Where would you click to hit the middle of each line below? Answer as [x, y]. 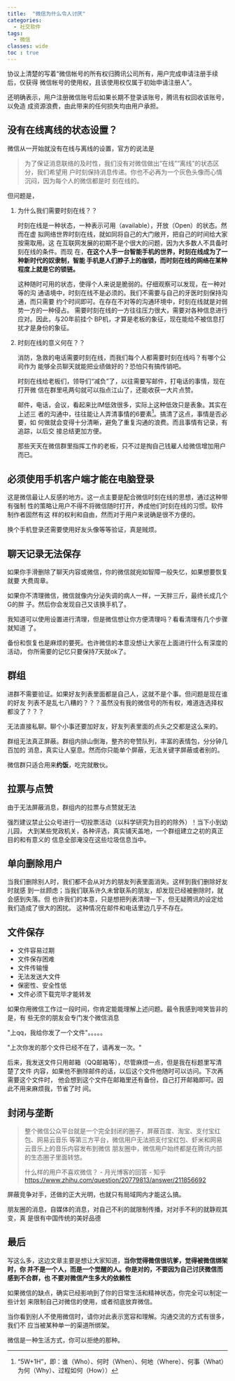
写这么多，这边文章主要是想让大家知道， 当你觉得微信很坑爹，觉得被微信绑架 [117, 1260]
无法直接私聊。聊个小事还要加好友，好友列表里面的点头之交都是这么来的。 [114, 726]
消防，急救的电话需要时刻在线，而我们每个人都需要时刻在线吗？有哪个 [119, 357]
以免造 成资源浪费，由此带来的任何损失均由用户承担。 [85, 106]
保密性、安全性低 [42, 986]
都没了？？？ [26, 711]
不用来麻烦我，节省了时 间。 [54, 1088]
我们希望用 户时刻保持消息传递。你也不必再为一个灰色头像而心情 [129, 171]
